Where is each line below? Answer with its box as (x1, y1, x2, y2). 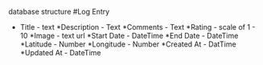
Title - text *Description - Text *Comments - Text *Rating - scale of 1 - (19, 22, 256, 31)
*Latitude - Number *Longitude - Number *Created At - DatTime (19, 39, 236, 49)
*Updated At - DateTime (19, 48, 101, 57)
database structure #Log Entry (8, 7, 110, 16)
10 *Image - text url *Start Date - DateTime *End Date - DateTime (19, 31, 239, 40)
